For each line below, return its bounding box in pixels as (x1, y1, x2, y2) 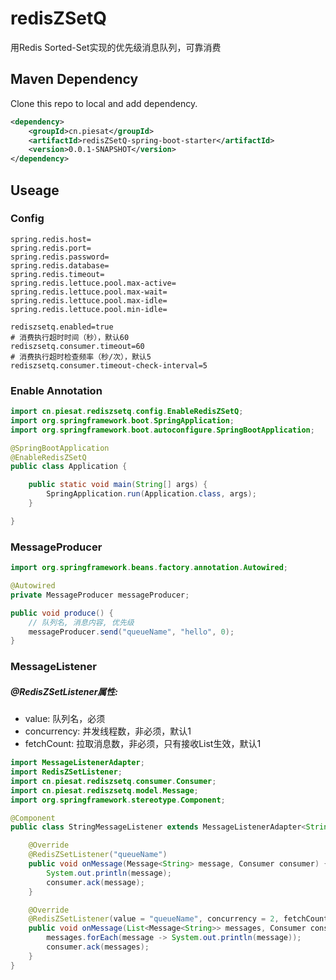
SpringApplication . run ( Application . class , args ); (46, 489, 257, 499)
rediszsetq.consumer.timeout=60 (10, 341, 145, 351)
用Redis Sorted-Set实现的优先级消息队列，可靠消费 (10, 41, 222, 53)
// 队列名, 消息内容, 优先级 (28, 617, 135, 627)
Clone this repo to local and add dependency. (10, 97, 198, 109)
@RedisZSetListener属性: (10, 685, 119, 697)
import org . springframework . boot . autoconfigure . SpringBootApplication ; (10, 425, 315, 435)
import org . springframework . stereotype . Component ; (10, 795, 226, 805)
